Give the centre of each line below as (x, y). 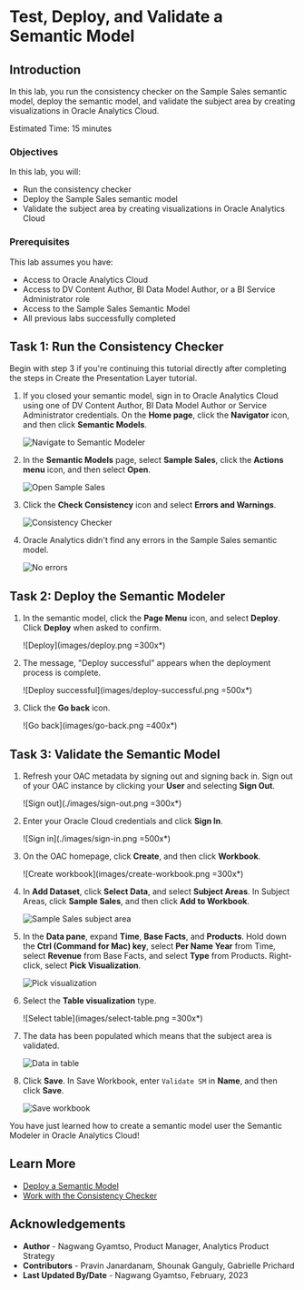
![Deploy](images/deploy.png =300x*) (94, 645)
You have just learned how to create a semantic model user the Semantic (146, 1126)
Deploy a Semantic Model (71, 1185)
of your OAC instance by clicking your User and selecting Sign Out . (148, 786)
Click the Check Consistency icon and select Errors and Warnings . (149, 505)
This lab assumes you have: (61, 262)
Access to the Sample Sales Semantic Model (106, 308)
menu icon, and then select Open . (87, 469)
